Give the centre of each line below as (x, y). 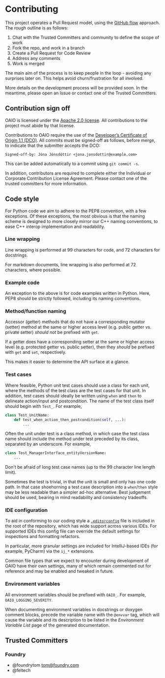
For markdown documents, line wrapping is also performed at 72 (70, 264)
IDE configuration (27, 510)
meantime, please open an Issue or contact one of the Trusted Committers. (81, 93)
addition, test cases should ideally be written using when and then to (73, 395)
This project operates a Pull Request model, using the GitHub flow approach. (82, 23)
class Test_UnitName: (27, 415)
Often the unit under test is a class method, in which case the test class (77, 434)
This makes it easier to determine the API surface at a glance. (67, 362)
